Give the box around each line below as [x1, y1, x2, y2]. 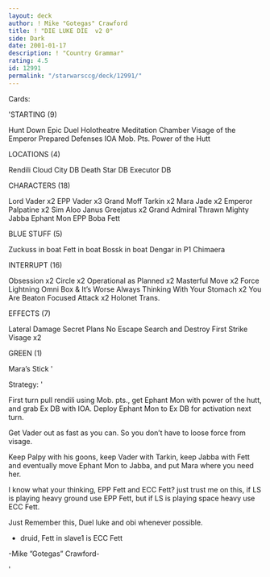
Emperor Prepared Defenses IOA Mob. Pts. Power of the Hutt [8, 134, 211, 143]
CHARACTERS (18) [8, 181, 71, 190]
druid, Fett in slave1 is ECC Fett [19, 533, 123, 542]
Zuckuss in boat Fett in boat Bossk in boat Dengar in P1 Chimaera [8, 244, 226, 254]
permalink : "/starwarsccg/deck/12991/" [8, 72, 143, 80]
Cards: [8, 93, 31, 103]
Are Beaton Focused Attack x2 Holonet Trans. [8, 293, 160, 302]
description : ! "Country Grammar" [8, 49, 125, 57]
